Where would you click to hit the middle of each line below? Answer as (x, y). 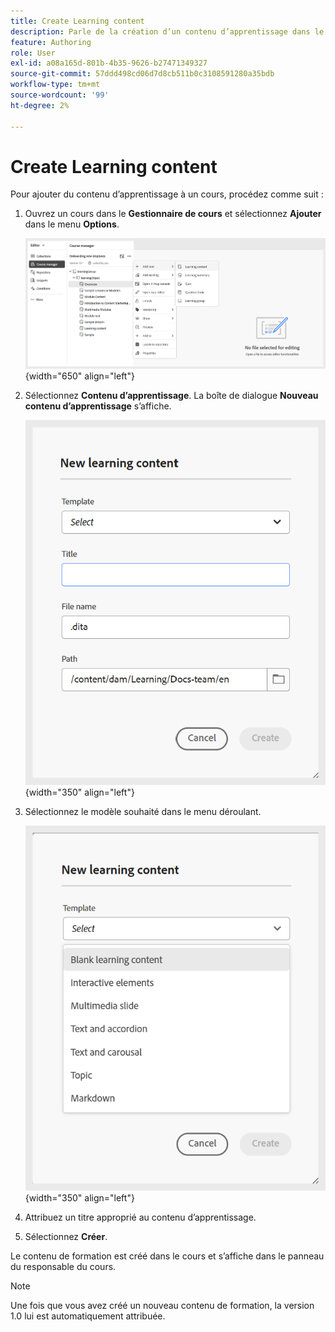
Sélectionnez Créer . (66, 1237)
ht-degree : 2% (40, 105)
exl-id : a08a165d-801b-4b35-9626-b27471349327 (109, 63)
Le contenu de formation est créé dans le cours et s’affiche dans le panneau (167, 1256)
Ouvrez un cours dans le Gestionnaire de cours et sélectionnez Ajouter (173, 214)
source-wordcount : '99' (60, 95)
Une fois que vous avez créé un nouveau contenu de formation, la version (162, 1306)
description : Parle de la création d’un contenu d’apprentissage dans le (167, 31)
